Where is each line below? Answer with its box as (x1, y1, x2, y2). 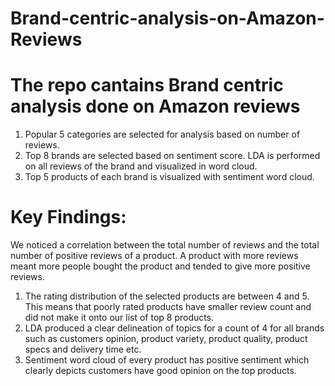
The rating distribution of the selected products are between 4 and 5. (24, 290, 310, 302)
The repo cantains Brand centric (10, 74, 284, 97)
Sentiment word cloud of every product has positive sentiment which (24, 354, 310, 366)
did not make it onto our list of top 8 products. (24, 312, 215, 324)
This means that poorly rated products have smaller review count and (24, 301, 312, 313)
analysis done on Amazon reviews (10, 95, 301, 118)
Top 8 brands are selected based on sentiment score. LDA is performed (24, 150, 321, 162)
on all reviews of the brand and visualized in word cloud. (24, 160, 258, 172)
